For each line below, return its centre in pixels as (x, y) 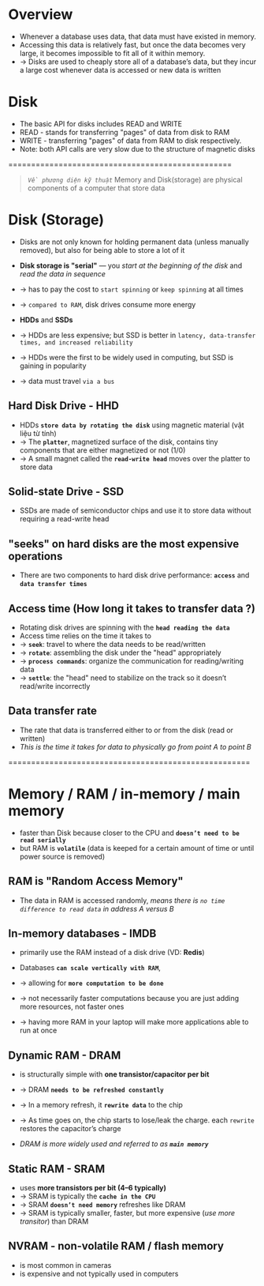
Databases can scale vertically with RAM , (90, 968)
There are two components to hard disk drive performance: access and (134, 575)
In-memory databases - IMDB (82, 934)
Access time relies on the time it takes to (86, 636)
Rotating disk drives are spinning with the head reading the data (125, 628)
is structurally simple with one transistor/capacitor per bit (114, 1074)
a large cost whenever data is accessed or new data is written (120, 70)
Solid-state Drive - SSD (66, 492)
